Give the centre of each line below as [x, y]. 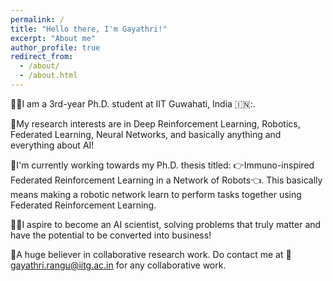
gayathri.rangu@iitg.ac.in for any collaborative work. [118, 265]
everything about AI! [52, 145]
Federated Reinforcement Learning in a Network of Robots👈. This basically [166, 180]
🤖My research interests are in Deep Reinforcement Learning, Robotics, [155, 123]
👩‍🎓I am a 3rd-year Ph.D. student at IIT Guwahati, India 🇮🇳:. [133, 103]
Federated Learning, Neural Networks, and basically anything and [146, 134]
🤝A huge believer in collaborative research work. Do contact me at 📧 [151, 254]
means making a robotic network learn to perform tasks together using [156, 194]
